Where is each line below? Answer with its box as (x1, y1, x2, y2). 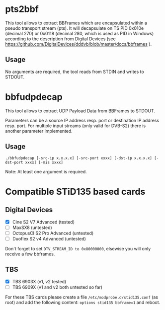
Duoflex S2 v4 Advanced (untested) (12, 235, 86, 241)
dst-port (5, 160, 23, 165)
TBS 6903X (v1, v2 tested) (12, 278, 67, 284)
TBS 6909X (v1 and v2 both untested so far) (12, 284, 103, 290)
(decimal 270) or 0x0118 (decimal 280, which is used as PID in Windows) (5, 30, 154, 36)
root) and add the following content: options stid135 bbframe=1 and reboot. (5, 299, 161, 305)
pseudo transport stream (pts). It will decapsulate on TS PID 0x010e (5, 25, 144, 31)
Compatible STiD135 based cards (5, 186, 146, 197)
